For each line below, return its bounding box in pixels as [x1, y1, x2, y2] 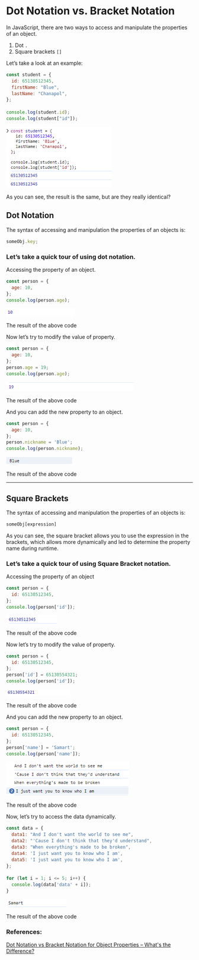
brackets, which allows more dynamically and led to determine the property [6, 538, 191, 545]
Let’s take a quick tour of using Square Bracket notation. [6, 559, 171, 568]
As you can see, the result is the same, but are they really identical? [6, 193, 171, 200]
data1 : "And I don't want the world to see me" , [11, 832, 134, 838]
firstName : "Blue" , [11, 84, 60, 90]
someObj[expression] [6, 521, 57, 527]
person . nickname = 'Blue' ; [6, 439, 73, 445]
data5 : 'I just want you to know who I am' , [11, 857, 123, 863]
